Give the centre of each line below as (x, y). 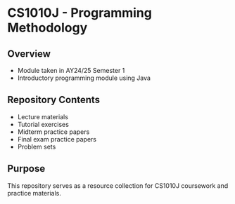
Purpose (26, 169)
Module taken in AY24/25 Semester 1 (71, 70)
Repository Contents (54, 100)
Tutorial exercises (43, 124)
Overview (29, 54)
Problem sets (37, 147)
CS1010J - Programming (80, 13)
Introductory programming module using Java (84, 78)
